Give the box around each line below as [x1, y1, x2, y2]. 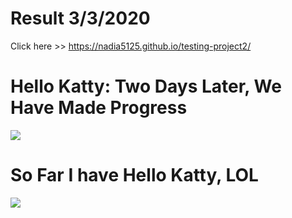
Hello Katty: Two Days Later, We [10, 75, 282, 98]
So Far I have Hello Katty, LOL [10, 164, 259, 187]
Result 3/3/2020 [10, 7, 151, 30]
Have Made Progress [10, 97, 188, 119]
